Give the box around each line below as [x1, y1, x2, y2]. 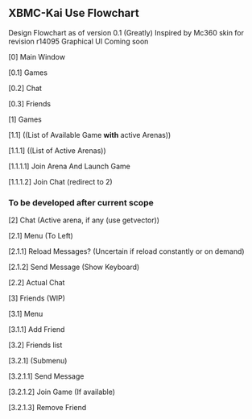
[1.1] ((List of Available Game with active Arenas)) [8, 130, 171, 139]
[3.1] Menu [8, 309, 43, 319]
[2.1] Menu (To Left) [8, 231, 74, 241]
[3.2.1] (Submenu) [8, 356, 68, 366]
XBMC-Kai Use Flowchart [8, 6, 139, 20]
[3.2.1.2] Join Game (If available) [8, 387, 115, 397]
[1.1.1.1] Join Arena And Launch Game [8, 161, 131, 171]
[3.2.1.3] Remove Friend [8, 403, 87, 413]
